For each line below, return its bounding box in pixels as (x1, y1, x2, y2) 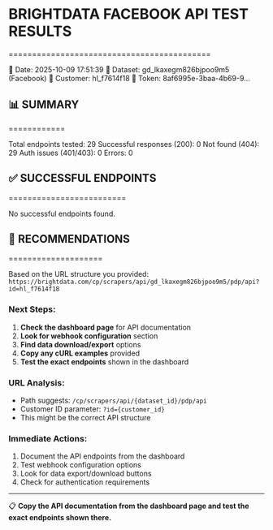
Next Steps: (8, 304, 56, 315)
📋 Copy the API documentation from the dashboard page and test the (8, 501, 249, 511)
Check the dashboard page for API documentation (19, 322, 192, 332)
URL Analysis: (8, 377, 65, 388)
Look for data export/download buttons (19, 468, 152, 479)
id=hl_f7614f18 (8, 285, 60, 293)
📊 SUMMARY (8, 98, 80, 112)
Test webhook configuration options (19, 460, 142, 470)
